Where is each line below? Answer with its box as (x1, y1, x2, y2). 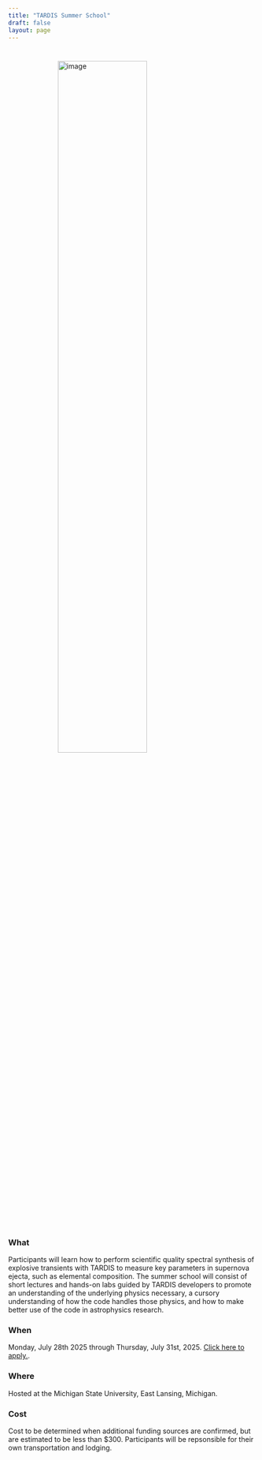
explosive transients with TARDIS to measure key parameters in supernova (8, 1263, 250, 1273)
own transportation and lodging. (8, 1443, 113, 1452)
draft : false (8, 19, 51, 27)
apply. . (8, 1351, 30, 1361)
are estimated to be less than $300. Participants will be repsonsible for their (8, 1434, 254, 1443)
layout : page (8, 26, 51, 34)
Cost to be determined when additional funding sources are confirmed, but (8, 1426, 251, 1436)
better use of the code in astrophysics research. (8, 1305, 164, 1315)
